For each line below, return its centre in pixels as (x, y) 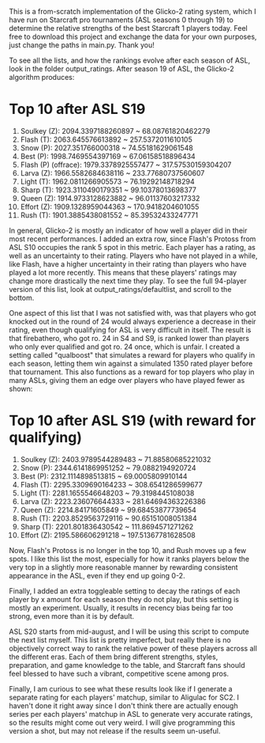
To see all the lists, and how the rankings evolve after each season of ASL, (130, 60)
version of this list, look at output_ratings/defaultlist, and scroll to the (120, 289)
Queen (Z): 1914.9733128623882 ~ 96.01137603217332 (110, 198)
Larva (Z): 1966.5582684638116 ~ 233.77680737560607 (112, 172)
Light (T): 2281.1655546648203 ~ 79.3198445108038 (107, 493)
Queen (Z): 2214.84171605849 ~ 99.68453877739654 (108, 510)
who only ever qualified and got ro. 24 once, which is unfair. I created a (125, 347)
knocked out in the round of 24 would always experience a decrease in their (132, 321)
